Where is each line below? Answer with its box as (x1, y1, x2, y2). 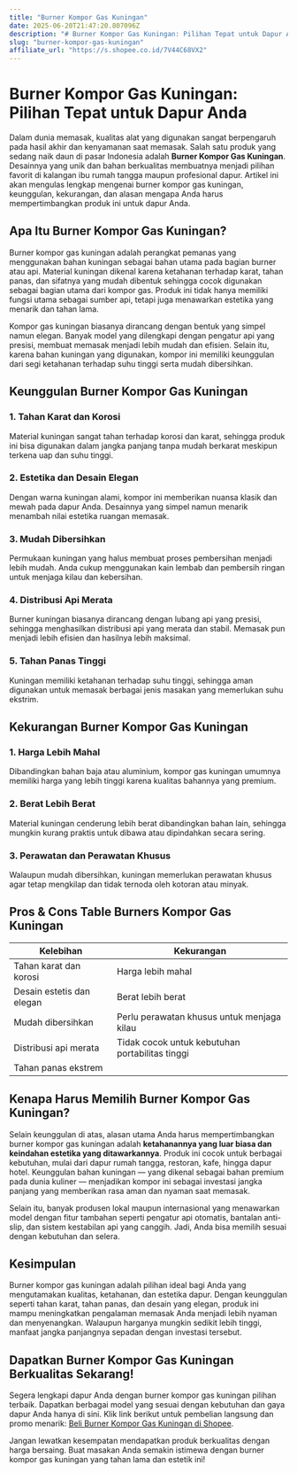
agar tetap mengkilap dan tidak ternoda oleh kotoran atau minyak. (9, 879, 249, 890)
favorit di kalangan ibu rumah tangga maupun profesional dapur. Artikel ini (9, 170, 279, 181)
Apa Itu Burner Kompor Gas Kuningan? (9, 223, 227, 239)
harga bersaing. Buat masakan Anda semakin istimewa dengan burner (9, 1445, 265, 1455)
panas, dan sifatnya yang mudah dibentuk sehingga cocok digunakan (9, 275, 263, 286)
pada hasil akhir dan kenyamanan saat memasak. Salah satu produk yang (9, 142, 277, 152)
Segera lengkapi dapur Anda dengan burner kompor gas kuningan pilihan (9, 1390, 277, 1400)
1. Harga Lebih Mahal (9, 746, 101, 758)
